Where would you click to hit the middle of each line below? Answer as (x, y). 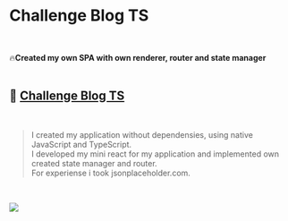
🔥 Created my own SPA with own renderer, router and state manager (138, 57)
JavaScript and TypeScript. (81, 144)
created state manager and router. (94, 163)
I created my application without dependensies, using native (142, 134)
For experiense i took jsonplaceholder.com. (110, 173)
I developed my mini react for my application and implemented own (155, 154)
